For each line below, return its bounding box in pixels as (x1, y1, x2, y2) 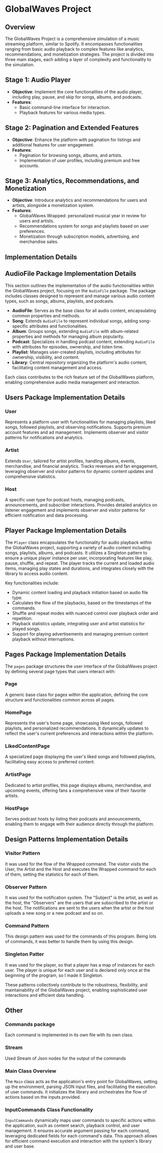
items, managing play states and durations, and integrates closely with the (5, 565, 154, 571)
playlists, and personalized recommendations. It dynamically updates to (5, 725, 149, 731)
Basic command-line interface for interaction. (19, 104, 110, 110)
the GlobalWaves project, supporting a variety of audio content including (5, 544, 151, 550)
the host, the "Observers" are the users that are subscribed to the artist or (5, 900, 154, 906)
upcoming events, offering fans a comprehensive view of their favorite (5, 787, 146, 793)
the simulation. (5, 62, 35, 67)
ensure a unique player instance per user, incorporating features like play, (5, 555, 153, 561)
